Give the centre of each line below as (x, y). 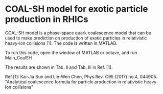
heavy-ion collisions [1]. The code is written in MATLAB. (61, 43)
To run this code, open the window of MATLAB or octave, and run (71, 53)
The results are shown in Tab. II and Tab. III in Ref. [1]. (59, 67)
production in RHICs (47, 19)
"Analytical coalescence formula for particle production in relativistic (74, 82)
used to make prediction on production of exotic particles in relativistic (76, 38)
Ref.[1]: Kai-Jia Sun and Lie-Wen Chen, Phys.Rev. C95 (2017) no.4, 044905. (81, 76)
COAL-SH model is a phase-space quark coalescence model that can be (78, 33)
